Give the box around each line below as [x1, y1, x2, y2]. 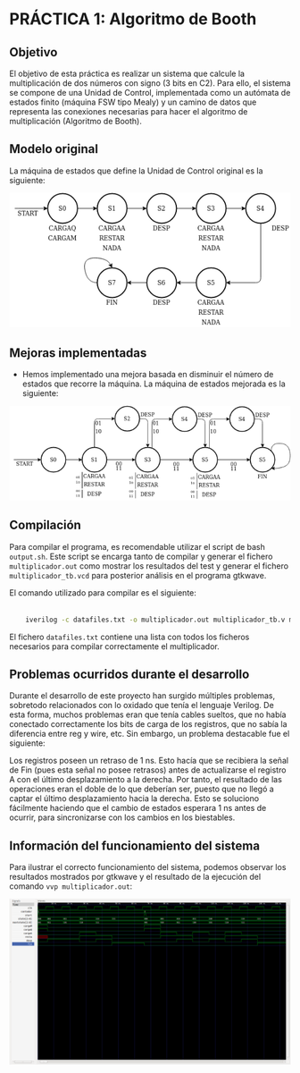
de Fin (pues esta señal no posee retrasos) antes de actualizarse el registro [9, 765, 287, 775]
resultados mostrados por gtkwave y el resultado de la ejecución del [9, 872, 262, 883]
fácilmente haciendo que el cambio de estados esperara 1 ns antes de [9, 803, 267, 814]
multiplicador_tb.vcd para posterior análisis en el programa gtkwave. [9, 570, 267, 580]
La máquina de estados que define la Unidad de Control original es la [9, 165, 263, 176]
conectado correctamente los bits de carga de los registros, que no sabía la [9, 719, 287, 730]
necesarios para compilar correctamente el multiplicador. [9, 640, 221, 652]
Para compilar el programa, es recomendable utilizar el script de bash [9, 541, 266, 552]
